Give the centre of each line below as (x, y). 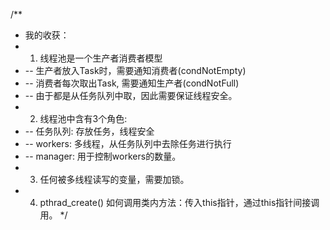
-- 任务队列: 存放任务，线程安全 (89, 131)
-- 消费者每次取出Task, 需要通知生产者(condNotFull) (132, 83)
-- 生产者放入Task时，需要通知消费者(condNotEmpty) (135, 70)
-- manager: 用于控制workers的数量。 (103, 156)
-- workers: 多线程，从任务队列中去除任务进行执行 (128, 143)
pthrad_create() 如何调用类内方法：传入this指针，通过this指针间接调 (179, 202)
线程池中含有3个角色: (83, 118)
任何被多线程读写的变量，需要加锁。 (114, 179)
